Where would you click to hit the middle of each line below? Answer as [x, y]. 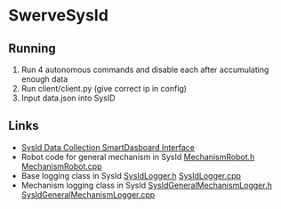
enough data [44, 79]
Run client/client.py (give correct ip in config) [104, 88]
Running [32, 48]
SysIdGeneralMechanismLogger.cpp [88, 194]
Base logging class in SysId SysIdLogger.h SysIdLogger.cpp [131, 175]
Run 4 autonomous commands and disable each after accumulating [145, 69]
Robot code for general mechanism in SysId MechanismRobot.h [138, 157]
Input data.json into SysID [68, 98]
